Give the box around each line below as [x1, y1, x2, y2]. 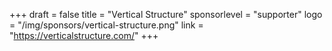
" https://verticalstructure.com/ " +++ [9, 30, 159, 41]
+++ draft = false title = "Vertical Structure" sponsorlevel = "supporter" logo [9, 9, 323, 20]
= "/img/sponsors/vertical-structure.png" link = [9, 19, 204, 31]
